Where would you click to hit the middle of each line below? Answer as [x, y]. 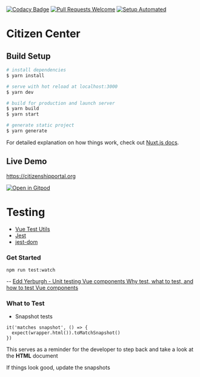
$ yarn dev [20, 92]
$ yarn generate [27, 131]
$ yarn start [23, 114]
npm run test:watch [31, 270]
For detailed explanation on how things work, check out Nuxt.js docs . [93, 142]
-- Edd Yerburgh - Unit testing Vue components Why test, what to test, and [100, 281]
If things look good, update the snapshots [58, 368]
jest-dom [26, 241]
